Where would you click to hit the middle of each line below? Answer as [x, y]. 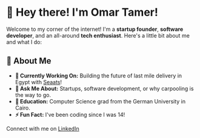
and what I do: [24, 42]
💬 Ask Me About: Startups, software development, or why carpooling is [104, 88]
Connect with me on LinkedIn [43, 128]
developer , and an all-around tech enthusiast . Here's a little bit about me [98, 35]
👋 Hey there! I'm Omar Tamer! [82, 12]
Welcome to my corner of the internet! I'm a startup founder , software [95, 29]
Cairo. [22, 108]
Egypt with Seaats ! [38, 82]
